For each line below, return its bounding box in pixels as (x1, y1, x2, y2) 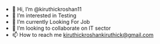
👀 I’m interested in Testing (11, 12, 77, 19)
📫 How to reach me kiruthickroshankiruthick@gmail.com (11, 32, 154, 38)
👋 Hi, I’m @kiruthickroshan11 (11, 6, 82, 12)
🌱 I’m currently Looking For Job (11, 18, 90, 25)
